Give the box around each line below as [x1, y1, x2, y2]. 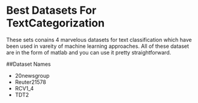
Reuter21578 [14, 78, 46, 86]
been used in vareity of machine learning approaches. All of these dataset [6, 43, 189, 50]
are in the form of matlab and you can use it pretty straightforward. [6, 49, 172, 56]
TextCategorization [6, 16, 105, 30]
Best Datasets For [6, 4, 97, 17]
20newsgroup [14, 72, 50, 79]
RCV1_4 [14, 84, 34, 92]
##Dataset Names [6, 60, 51, 68]
